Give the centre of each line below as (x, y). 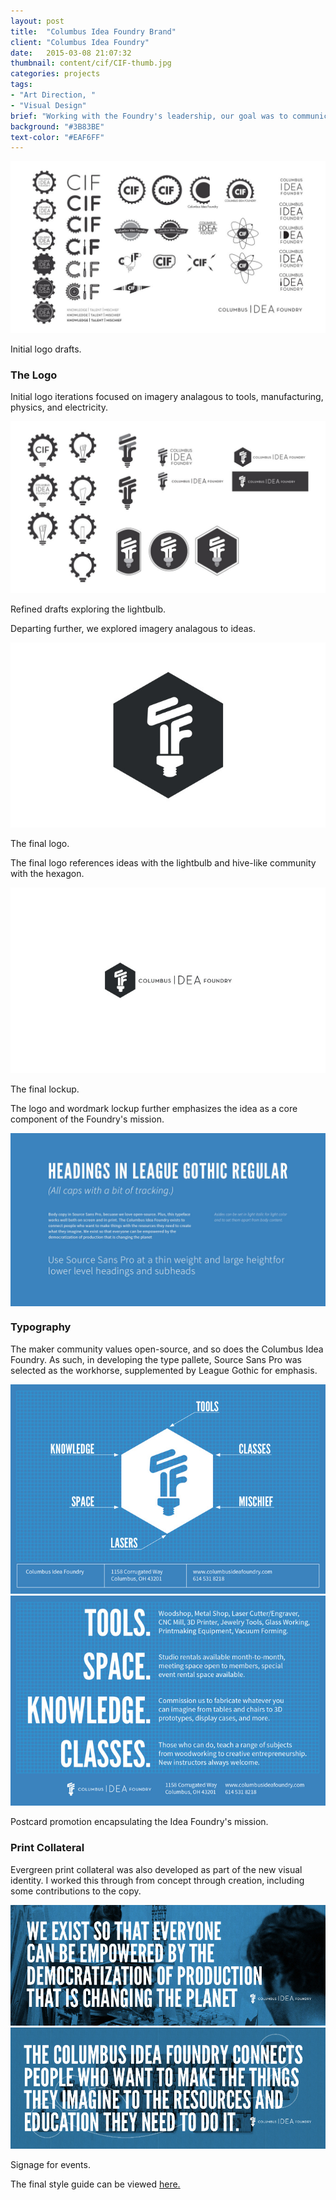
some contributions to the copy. (76, 1891)
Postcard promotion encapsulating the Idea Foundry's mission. (139, 1822)
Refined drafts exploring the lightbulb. (88, 609)
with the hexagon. (47, 874)
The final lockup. (45, 1089)
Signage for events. (50, 2164)
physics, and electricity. (59, 407)
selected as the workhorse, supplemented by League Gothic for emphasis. (164, 1370)
